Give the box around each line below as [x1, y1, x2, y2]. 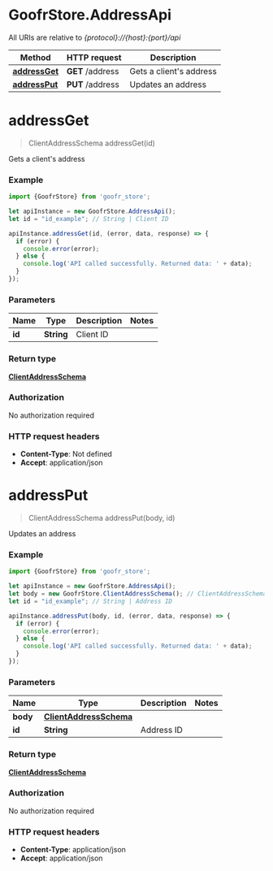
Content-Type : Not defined [19, 449, 112, 459]
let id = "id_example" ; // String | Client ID [8, 214, 169, 223]
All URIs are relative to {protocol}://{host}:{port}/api [8, 32, 181, 42]
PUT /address [66, 79, 119, 90]
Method [19, 51, 51, 63]
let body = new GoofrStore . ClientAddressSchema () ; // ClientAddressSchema [8, 590, 267, 598]
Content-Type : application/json [19, 845, 126, 855]
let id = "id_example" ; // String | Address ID [8, 597, 173, 605]
